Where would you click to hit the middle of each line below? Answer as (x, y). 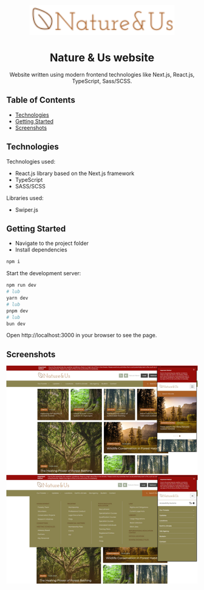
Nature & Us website (102, 58)
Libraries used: (25, 198)
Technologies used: (31, 161)
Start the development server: (44, 273)
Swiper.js (26, 210)
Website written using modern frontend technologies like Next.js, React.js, (102, 74)
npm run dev (21, 285)
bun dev (16, 324)
